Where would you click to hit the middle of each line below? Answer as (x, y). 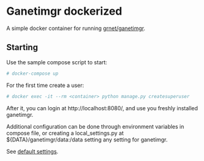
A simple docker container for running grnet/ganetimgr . (76, 28)
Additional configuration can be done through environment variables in (95, 126)
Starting (22, 47)
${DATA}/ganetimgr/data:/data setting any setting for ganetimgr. (87, 140)
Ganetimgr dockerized (64, 11)
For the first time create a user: (45, 85)
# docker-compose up (33, 73)
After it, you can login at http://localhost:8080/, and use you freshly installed (102, 108)
